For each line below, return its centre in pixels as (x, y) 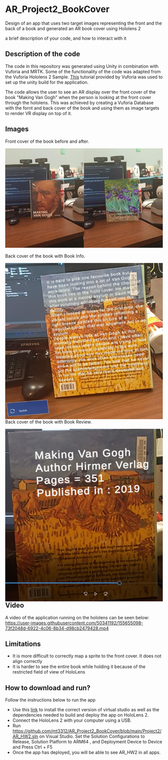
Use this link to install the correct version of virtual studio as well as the (86, 710)
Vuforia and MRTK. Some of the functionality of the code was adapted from (83, 71)
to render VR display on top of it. (39, 113)
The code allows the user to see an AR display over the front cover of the (80, 92)
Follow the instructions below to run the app (50, 700)
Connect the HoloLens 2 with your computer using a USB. (72, 720)
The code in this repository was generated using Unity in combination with (82, 66)
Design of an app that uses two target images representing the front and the (84, 23)
